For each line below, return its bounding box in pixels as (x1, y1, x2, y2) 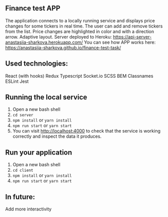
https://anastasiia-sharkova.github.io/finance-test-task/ (5, 44, 121, 50)
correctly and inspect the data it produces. (12, 133, 102, 139)
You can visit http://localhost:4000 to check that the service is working (12, 128, 161, 134)
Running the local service (5, 93, 88, 102)
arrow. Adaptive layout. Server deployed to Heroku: (5, 34, 112, 40)
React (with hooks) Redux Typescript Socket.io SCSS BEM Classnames (5, 73, 153, 79)
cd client (12, 168, 34, 173)
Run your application (5, 148, 72, 157)
